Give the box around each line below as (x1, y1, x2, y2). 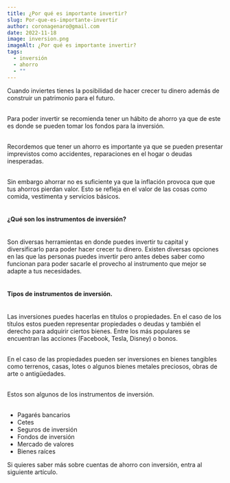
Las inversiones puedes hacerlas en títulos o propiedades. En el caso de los (7, 312, 222, 320)
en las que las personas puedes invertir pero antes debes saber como (7, 252, 205, 260)
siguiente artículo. (7, 468, 58, 476)
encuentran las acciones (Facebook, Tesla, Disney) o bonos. (7, 334, 179, 342)
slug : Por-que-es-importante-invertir (7, 16, 118, 23)
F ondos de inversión (16, 432, 76, 440)
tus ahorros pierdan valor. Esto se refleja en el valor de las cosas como (7, 185, 207, 193)
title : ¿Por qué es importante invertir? (7, 10, 128, 17)
